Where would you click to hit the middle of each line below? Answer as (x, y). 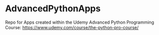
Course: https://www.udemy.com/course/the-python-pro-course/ (72, 27)
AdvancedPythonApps (53, 9)
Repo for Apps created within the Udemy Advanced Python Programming (80, 22)
